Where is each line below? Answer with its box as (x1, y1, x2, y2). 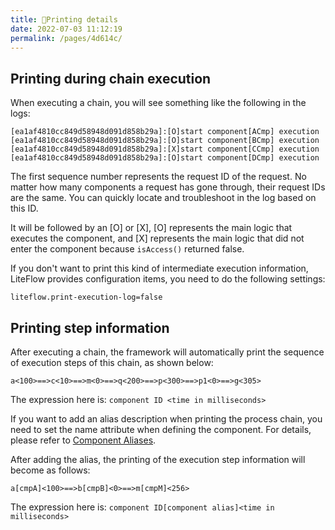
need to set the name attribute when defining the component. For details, (10, 424, 312, 435)
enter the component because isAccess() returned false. (10, 243, 245, 255)
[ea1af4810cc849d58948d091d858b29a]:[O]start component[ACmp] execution (10, 127, 320, 137)
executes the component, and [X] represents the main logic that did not (10, 232, 305, 245)
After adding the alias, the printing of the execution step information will (10, 454, 306, 465)
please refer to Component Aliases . (10, 434, 157, 446)
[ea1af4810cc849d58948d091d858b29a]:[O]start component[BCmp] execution (10, 136, 320, 146)
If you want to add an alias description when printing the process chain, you (10, 413, 323, 425)
